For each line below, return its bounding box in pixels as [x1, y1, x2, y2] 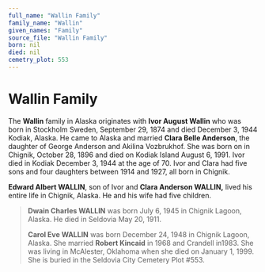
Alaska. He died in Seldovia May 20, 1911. [27, 214, 162, 224]
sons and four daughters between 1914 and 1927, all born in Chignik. [8, 167, 231, 176]
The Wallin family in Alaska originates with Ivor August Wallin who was [8, 116, 241, 125]
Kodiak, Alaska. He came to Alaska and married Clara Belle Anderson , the [8, 132, 250, 143]
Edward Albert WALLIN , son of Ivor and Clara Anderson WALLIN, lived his [8, 182, 253, 191]
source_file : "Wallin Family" [8, 33, 108, 42]
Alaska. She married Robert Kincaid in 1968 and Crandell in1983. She [27, 238, 254, 247]
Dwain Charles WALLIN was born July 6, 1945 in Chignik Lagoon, [27, 205, 242, 215]
